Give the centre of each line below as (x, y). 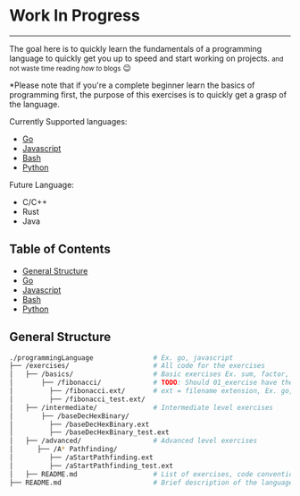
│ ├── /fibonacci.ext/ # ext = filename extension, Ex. (143, 391)
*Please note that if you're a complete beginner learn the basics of (132, 85)
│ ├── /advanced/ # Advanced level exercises (133, 441)
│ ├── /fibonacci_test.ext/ (77, 399)
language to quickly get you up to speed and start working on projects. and (146, 58)
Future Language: (42, 184)
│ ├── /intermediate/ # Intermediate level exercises (142, 407)
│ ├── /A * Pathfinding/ (63, 449)
